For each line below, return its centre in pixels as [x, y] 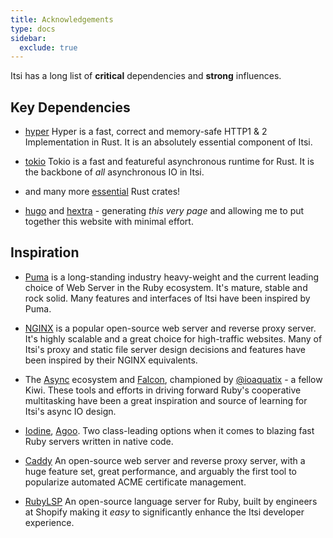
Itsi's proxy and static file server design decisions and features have [165, 349]
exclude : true [48, 47]
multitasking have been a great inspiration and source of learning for [166, 400]
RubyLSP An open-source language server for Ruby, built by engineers [171, 501]
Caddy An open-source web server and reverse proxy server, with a [165, 460]
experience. [49, 522]
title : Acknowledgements [62, 19]
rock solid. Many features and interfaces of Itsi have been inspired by [167, 298]
